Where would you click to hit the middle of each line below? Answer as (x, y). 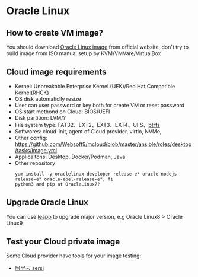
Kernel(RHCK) (32, 93)
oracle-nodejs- (161, 174)
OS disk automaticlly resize (48, 98)
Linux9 (15, 223)
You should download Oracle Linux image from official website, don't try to (97, 47)
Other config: (31, 138)
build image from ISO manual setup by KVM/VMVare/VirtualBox (84, 53)
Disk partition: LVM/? (40, 117)
